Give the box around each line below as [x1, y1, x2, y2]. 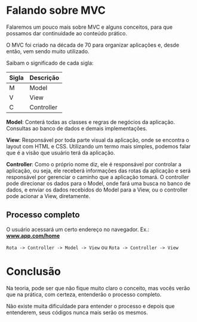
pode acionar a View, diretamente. [6, 192, 91, 199]
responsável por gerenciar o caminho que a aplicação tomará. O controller [6, 173, 189, 180]
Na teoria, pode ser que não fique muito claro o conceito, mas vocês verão [6, 284, 190, 291]
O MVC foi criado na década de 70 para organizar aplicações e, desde [6, 41, 180, 48]
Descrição [29, 73, 60, 81]
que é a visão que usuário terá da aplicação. [6, 149, 115, 156]
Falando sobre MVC [6, 4, 106, 17]
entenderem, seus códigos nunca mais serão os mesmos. [6, 309, 148, 316]
